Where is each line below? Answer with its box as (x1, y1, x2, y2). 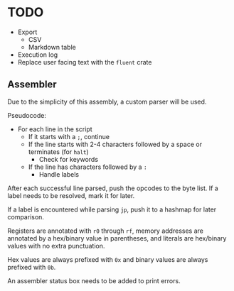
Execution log (17, 50, 58, 59)
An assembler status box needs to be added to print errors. (7, 276, 181, 285)
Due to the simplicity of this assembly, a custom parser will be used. (7, 97, 207, 106)
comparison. (7, 212, 45, 221)
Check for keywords (38, 155, 98, 163)
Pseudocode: (7, 111, 46, 119)
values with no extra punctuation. (7, 241, 105, 250)
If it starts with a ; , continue (28, 132, 110, 141)
